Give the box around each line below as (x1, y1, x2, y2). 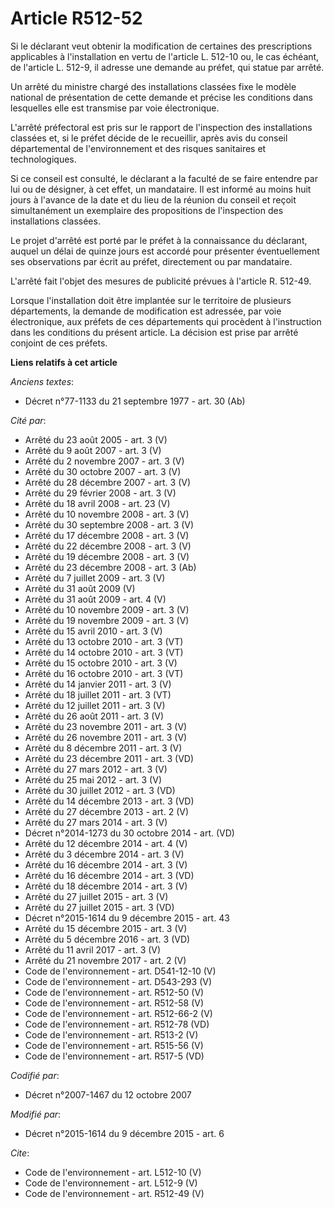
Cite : (10, 1147, 30, 1159)
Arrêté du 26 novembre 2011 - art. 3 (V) (24, 731, 188, 743)
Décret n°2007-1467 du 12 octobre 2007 (24, 1088, 192, 1101)
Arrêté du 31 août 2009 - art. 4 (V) (24, 593, 167, 605)
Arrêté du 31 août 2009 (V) (24, 582, 136, 594)
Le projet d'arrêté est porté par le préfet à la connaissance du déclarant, (10, 234, 308, 246)
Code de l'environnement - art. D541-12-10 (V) (24, 965, 217, 977)
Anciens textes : (10, 375, 75, 387)
